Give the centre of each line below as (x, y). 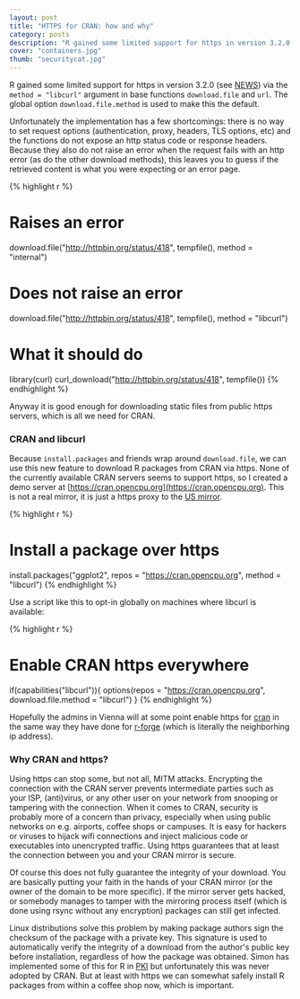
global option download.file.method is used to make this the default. (134, 104)
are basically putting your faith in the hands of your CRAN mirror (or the (141, 882)
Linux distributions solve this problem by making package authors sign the (146, 928)
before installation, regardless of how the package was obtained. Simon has (149, 957)
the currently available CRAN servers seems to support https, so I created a (149, 478)
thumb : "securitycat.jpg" (57, 59)
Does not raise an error (96, 294)
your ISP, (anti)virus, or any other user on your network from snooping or (144, 798)
